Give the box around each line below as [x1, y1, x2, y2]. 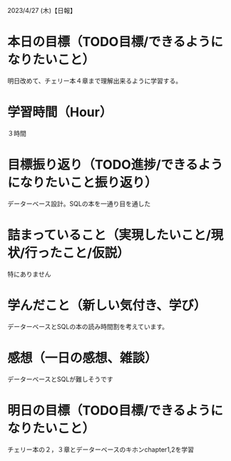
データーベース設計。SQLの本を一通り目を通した [7, 199, 151, 208]
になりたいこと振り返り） [7, 175, 158, 191]
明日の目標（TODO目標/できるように [7, 402, 223, 418]
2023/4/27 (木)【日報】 [7, 6, 77, 14]
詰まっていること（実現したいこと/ [7, 227, 212, 243]
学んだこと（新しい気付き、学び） [7, 297, 207, 314]
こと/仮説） [61, 245, 130, 261]
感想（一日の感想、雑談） [7, 350, 158, 366]
